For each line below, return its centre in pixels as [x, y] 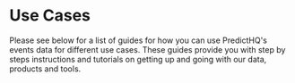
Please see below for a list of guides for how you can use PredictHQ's [138, 40]
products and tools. [45, 69]
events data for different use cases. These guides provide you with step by [147, 49]
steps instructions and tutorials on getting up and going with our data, [138, 59]
